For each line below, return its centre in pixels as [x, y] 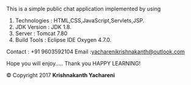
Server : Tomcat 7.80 [41, 33]
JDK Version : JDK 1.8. [43, 27]
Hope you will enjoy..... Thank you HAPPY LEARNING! [74, 63]
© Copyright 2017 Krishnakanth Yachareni [61, 75]
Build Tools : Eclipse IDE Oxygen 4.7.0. [63, 40]
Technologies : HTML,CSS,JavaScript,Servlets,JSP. [80, 20]
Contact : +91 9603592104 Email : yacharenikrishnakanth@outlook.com [95, 52]
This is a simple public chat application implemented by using [84, 9]
